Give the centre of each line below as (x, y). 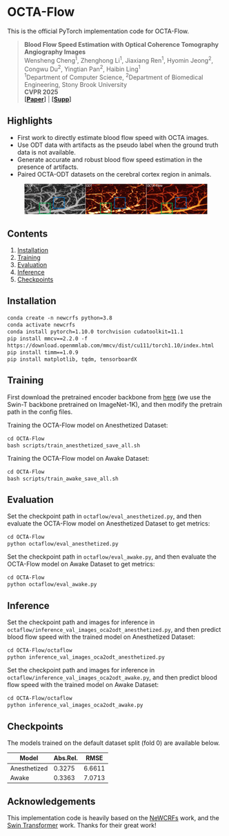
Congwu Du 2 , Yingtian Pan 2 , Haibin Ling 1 (82, 68)
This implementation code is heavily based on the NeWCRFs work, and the (113, 818)
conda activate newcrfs (41, 325)
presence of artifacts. (48, 167)
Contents (28, 233)
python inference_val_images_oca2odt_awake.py (75, 705)
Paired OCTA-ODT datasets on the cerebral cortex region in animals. (114, 174)
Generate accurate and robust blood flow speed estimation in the (110, 159)
